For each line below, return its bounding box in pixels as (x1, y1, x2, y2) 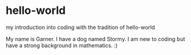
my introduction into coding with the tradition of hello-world (5, 24, 156, 31)
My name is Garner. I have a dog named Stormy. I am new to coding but (5, 35, 186, 42)
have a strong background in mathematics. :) (5, 42, 118, 49)
